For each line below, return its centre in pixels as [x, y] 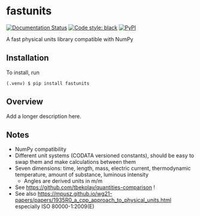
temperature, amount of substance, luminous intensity [81, 175]
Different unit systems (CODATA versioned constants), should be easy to [104, 156]
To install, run [23, 72]
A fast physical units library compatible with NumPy [70, 39]
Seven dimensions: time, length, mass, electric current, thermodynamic [103, 168]
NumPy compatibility [41, 149]
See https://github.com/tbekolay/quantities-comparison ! [85, 187]
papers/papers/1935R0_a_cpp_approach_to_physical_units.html [93, 200]
